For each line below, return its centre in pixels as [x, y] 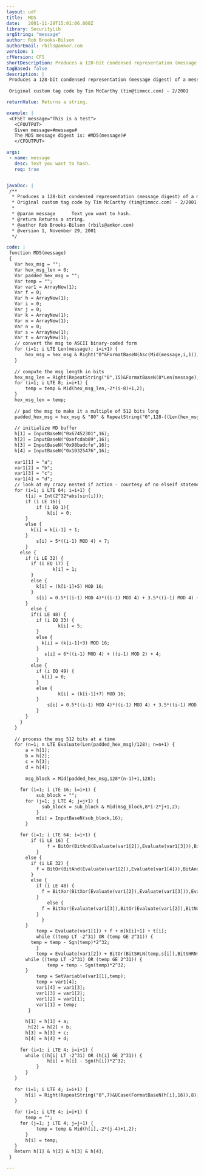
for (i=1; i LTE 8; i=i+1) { [51, 383]
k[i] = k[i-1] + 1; [55, 530]
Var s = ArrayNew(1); [42, 332]
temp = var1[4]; [57, 982]
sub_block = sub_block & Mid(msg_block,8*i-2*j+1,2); [111, 807]
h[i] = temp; [42, 1140]
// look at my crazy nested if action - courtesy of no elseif [96, 485]
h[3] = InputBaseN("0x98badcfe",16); [62, 445]
